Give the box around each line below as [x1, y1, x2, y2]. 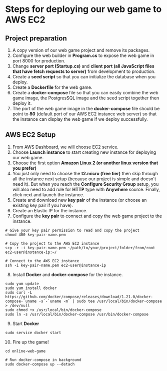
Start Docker [12, 321, 39, 327]
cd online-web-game [5, 349, 46, 354]
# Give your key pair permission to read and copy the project [5, 228, 140, 233]
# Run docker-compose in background [5, 357, 81, 363]
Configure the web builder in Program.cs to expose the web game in [12, 52, 154, 58]
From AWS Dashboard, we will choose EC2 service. [12, 144, 119, 150]
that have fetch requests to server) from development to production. [12, 68, 156, 74]
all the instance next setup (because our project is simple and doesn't [12, 176, 156, 182]
